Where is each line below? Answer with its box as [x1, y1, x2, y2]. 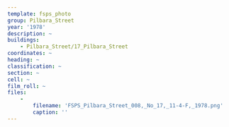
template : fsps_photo [7, 10, 72, 18]
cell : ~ [7, 75, 30, 83]
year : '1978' [7, 23, 46, 30]
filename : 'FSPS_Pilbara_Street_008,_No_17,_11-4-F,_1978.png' [33, 102, 223, 109]
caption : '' [33, 109, 69, 116]
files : [7, 89, 27, 96]
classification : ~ [7, 63, 62, 70]
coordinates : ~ [7, 50, 52, 57]
